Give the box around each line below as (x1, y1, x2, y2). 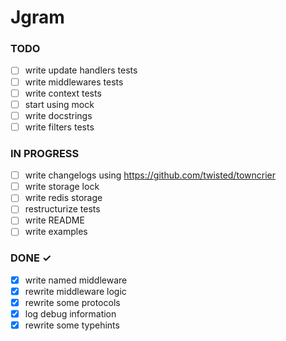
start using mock (24, 98, 95, 110)
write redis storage (24, 192, 103, 204)
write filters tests (24, 121, 95, 133)
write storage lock (24, 181, 100, 193)
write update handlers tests (24, 64, 138, 76)
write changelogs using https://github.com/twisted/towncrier (24, 169, 277, 181)
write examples (24, 226, 88, 238)
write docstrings (24, 109, 93, 121)
